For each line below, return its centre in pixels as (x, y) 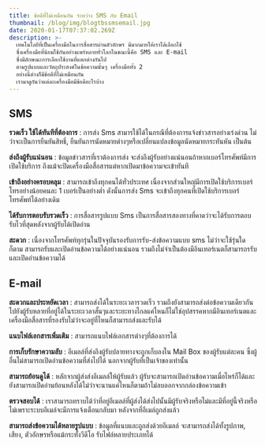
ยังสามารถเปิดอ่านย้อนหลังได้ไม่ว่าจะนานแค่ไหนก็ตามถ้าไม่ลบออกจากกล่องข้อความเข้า (118, 385)
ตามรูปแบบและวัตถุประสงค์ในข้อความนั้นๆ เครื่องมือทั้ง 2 (80, 67)
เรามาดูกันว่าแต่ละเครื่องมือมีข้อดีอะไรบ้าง (60, 81)
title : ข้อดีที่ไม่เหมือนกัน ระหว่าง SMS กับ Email (73, 15)
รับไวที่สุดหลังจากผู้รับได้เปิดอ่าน (50, 224)
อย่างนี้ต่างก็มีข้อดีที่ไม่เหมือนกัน (50, 74)
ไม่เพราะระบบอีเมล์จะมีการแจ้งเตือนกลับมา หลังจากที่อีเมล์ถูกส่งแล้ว (94, 410)
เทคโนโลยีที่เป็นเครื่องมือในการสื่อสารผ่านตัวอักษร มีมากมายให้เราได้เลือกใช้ (99, 45)
